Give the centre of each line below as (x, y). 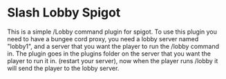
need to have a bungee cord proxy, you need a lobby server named (103, 38)
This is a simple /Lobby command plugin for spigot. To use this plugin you (112, 32)
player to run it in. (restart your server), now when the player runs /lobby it (113, 60)
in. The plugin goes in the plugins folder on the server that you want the (109, 54)
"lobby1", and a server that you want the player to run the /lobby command (113, 46)
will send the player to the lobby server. (63, 68)
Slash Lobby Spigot (64, 13)
